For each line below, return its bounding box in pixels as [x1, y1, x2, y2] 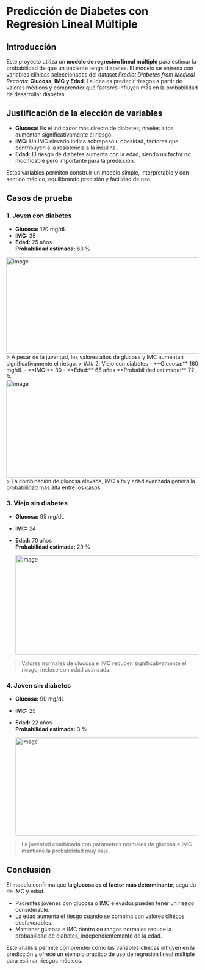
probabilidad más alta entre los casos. [6, 484, 103, 491]
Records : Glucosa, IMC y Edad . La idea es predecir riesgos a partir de [6, 78, 183, 85]
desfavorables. [15, 919, 53, 926]
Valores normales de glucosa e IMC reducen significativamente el [21, 660, 187, 667]
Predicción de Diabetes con [6, 4, 148, 18]
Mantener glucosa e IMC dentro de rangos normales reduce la [15, 925, 172, 933]
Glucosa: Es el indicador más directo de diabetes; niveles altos [15, 124, 174, 132]
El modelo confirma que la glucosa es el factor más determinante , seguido [6, 881, 196, 889]
